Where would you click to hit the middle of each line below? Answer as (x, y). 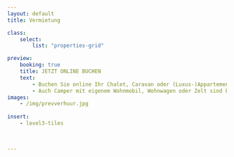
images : (18, 97)
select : (31, 39)
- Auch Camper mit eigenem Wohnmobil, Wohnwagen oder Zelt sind (127, 91)
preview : (20, 59)
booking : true (40, 65)
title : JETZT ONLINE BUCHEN (60, 71)
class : (17, 33)
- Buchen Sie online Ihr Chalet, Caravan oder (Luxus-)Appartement (132, 84)
